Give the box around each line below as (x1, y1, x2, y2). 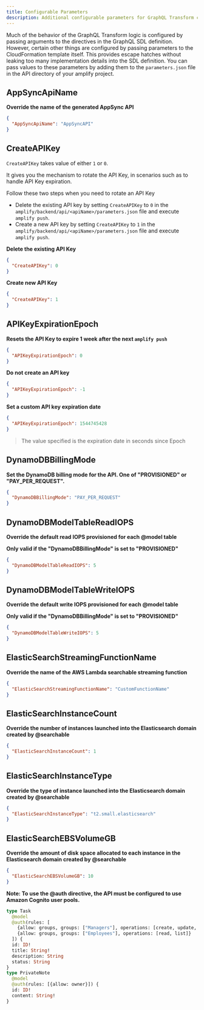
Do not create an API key (6, 369, 70, 376)
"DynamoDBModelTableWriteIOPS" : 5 (12, 630, 99, 636)
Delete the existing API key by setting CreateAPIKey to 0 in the (15, 201, 169, 208)
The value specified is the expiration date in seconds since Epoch (21, 437, 186, 444)
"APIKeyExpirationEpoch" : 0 (12, 353, 83, 359)
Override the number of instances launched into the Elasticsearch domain (6, 725, 197, 732)
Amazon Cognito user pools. (6, 896, 80, 903)
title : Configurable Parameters (6, 8, 88, 15)
